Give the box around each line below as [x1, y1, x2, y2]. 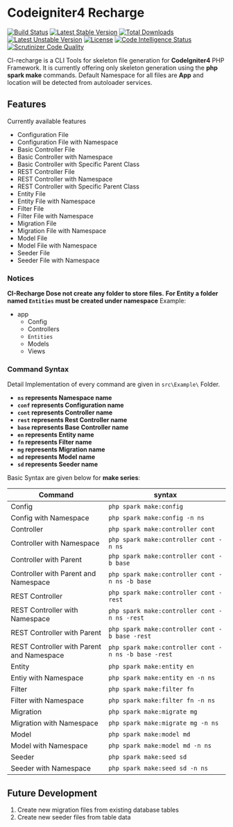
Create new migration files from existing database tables [17, 805, 179, 814]
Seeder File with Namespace [17, 256, 100, 264]
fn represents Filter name [17, 438, 92, 447]
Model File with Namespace [17, 241, 97, 250]
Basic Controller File [17, 145, 75, 154]
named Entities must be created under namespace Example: [7, 297, 186, 305]
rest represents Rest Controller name [17, 416, 128, 424]
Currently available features [7, 117, 87, 125]
